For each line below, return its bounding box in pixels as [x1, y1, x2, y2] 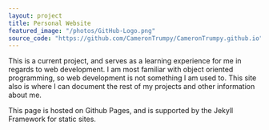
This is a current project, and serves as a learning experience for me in [8, 56, 242, 66]
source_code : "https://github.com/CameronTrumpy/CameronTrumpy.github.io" [8, 34, 263, 43]
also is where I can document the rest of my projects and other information [8, 82, 255, 91]
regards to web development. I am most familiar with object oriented [8, 65, 234, 75]
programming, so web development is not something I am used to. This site [8, 73, 257, 83]
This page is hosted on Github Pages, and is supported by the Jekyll [8, 106, 234, 116]
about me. [8, 90, 42, 100]
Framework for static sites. [8, 114, 96, 124]
